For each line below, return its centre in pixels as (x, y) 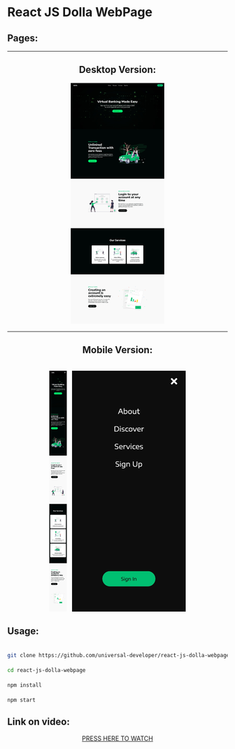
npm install (24, 685)
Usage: (23, 631)
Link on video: (38, 721)
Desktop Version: (117, 70)
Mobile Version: (117, 350)
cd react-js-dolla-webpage (47, 671)
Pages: (23, 38)
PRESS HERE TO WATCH (117, 738)
